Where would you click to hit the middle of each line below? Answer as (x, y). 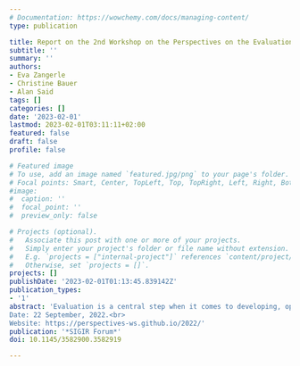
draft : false (33, 142)
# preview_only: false (54, 216)
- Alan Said (31, 91)
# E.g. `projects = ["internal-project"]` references (115, 257)
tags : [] (25, 100)
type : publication (43, 26)
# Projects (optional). (54, 232)
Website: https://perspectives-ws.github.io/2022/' (107, 323)
